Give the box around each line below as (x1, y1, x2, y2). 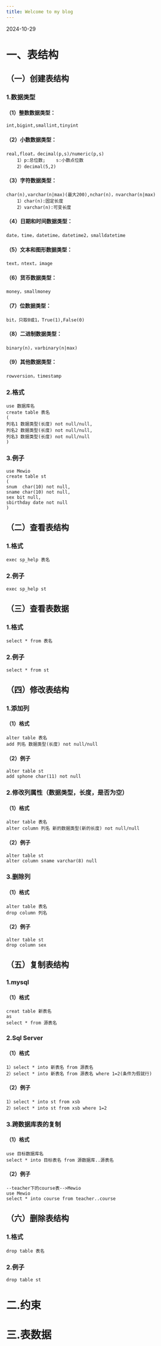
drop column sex (6, 942, 47, 948)
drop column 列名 (6, 910, 48, 916)
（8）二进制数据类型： (6, 330, 63, 338)
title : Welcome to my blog (6, 8, 73, 15)
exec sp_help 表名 (6, 557, 50, 563)
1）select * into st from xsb (6, 1099, 80, 1105)
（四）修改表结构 (6, 685, 69, 695)
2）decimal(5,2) (17, 163, 57, 169)
